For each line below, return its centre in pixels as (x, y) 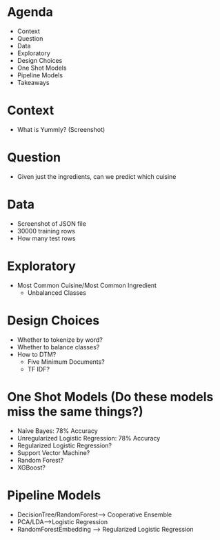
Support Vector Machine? (53, 452)
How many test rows (46, 238)
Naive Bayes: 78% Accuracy (57, 431)
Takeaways (33, 82)
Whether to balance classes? (58, 347)
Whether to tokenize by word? (60, 340)
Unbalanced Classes (57, 292)
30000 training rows (46, 231)
